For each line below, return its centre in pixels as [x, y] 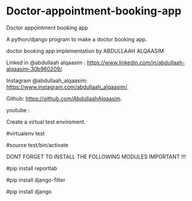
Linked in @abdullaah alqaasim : [46, 62]
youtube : [18, 110]
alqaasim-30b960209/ [34, 69]
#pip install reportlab [32, 168]
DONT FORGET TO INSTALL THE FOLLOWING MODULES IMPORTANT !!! [96, 157]
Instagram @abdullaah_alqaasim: [47, 80]
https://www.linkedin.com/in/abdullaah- [136, 62]
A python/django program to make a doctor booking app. [76, 39]
